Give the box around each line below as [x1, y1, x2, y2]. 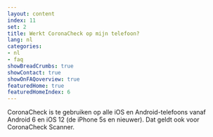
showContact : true [7, 69, 61, 76]
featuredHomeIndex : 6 [7, 89, 71, 96]
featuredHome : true [7, 82, 65, 89]
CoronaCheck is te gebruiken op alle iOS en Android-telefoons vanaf [7, 108, 206, 117]
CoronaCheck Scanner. [7, 123, 75, 131]
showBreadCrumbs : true [7, 63, 74, 70]
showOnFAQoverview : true [7, 75, 80, 83]
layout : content [7, 10, 55, 18]
